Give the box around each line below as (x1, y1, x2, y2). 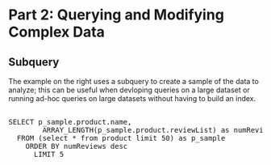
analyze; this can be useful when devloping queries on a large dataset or (8, 85, 250, 95)
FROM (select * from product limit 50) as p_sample (16, 133, 226, 142)
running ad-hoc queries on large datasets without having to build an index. (8, 94, 256, 103)
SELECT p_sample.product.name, (8, 117, 132, 126)
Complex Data (8, 23, 105, 41)
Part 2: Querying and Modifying (8, 6, 224, 24)
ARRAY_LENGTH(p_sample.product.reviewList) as (42, 125, 230, 134)
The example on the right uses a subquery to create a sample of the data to (8, 77, 260, 86)
